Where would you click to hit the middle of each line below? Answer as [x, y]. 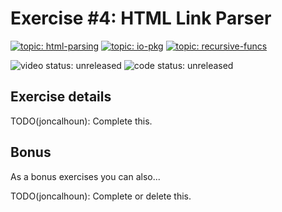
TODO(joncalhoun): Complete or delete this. [101, 196]
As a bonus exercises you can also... [85, 176]
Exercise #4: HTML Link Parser [141, 18]
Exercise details [61, 97]
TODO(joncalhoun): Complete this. [81, 121]
